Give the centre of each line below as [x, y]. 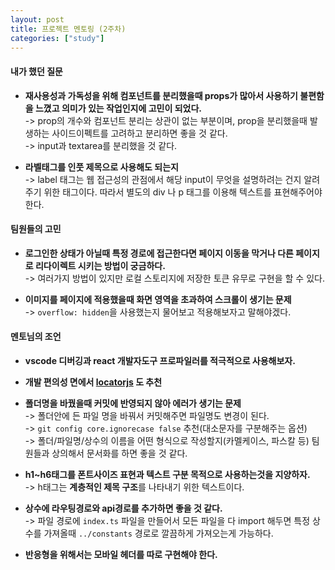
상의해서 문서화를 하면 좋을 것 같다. [119, 453]
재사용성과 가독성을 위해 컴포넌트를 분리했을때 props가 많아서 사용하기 [161, 95]
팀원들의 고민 [36, 229]
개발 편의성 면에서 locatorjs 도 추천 [93, 382]
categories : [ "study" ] [57, 38]
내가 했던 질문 [36, 71]
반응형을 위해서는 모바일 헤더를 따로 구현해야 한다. [121, 554]
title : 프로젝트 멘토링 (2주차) [68, 29]
